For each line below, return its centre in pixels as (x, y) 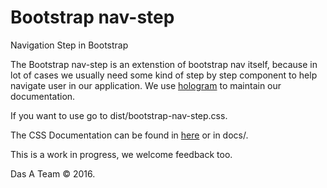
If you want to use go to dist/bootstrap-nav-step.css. (119, 115)
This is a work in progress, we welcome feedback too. (121, 154)
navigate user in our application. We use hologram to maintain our (146, 85)
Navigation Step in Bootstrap (69, 45)
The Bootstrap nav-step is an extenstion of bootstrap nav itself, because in (164, 64)
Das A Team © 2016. (53, 173)
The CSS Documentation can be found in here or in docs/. (129, 135)
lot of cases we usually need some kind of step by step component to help (164, 75)
